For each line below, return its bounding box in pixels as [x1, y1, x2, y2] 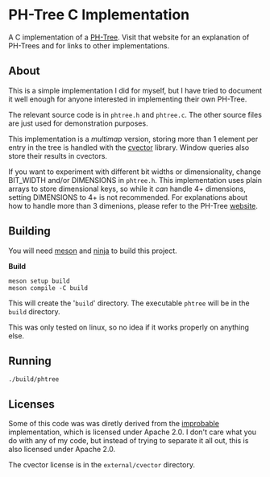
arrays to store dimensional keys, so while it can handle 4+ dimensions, [8, 184, 246, 193]
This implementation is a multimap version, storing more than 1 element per [8, 134, 259, 143]
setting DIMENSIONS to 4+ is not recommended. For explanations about [8, 192, 248, 202]
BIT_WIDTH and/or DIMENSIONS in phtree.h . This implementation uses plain [8, 175, 263, 185]
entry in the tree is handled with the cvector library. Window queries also [8, 143, 250, 152]
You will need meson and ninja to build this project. [8, 246, 177, 255]
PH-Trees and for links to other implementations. [8, 40, 170, 50]
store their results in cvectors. [8, 151, 107, 160]
